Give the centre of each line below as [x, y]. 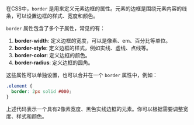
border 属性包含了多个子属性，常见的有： [56, 28]
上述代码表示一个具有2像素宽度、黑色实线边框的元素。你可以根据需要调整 [95, 109]
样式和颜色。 [32, 116]
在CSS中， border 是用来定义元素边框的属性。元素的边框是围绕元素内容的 [94, 8]
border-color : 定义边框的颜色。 [52, 55]
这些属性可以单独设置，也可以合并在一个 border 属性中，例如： [82, 75]
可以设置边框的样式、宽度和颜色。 [57, 16]
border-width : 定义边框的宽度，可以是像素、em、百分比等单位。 [93, 41]
